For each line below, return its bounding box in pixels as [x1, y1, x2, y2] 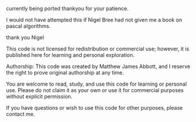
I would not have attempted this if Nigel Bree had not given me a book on [6, 16, 183, 23]
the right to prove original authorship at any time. [6, 69, 124, 76]
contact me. [6, 111, 35, 117]
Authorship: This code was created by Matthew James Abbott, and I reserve [6, 63, 191, 70]
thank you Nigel [6, 34, 44, 40]
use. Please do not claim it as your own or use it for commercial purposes [6, 87, 184, 93]
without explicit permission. [6, 93, 73, 100]
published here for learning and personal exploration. [6, 52, 135, 58]
